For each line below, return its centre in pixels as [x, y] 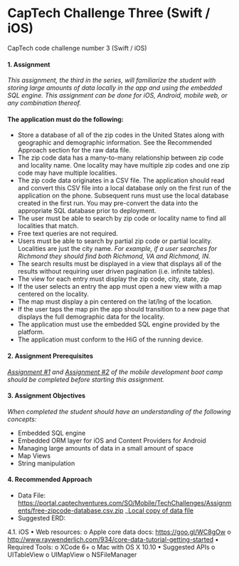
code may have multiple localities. [67, 173]
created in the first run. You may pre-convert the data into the [108, 203]
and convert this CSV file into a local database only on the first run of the [124, 188]
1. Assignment [29, 64]
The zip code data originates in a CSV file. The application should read [121, 180]
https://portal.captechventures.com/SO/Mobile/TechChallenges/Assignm [124, 503]
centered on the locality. [53, 294]
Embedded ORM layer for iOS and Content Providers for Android [112, 441]
